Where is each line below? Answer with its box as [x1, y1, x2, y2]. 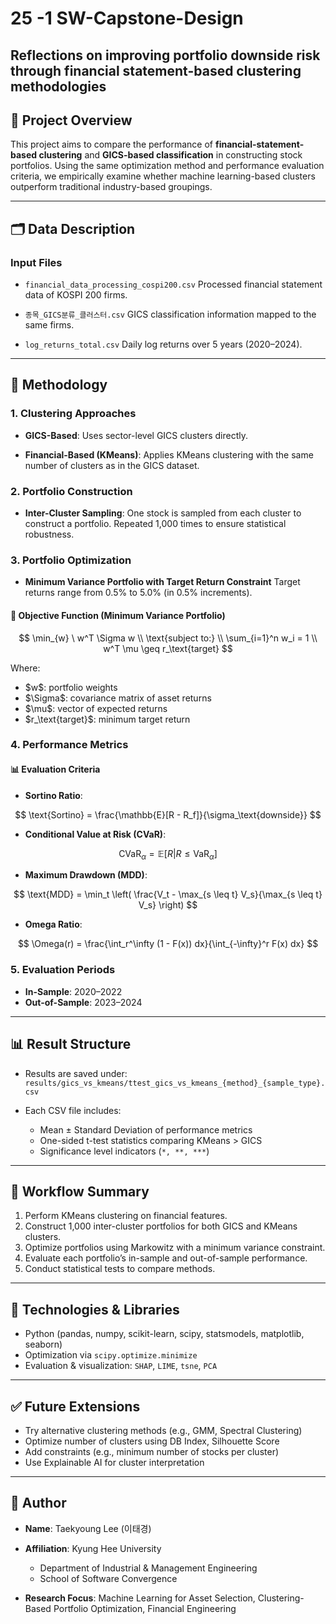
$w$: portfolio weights [24, 681, 118, 693]
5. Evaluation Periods [10, 963, 116, 977]
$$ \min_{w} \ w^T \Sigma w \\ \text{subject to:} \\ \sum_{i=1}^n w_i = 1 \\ [18, 632, 318, 644]
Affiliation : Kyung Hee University [24, 1542, 162, 1554]
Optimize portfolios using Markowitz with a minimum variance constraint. [24, 1242, 326, 1254]
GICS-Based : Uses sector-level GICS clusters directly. [24, 429, 248, 441]
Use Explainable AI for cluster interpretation [24, 1457, 205, 1469]
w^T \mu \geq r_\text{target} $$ [103, 642, 233, 654]
